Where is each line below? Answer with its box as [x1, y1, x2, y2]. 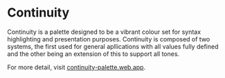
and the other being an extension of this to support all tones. [7, 50, 180, 58]
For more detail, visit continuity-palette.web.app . [7, 63, 146, 71]
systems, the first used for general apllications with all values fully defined [7, 42, 219, 50]
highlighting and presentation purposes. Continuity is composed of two [7, 35, 210, 43]
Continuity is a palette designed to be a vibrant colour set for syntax [7, 28, 201, 36]
